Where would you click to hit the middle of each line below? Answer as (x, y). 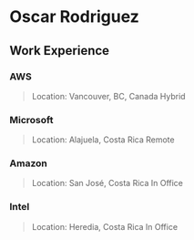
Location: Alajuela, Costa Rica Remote (103, 140)
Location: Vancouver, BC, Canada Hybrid (108, 96)
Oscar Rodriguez (74, 17)
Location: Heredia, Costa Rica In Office (105, 226)
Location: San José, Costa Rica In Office (107, 183)
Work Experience (60, 51)
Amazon (28, 163)
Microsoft (31, 120)
